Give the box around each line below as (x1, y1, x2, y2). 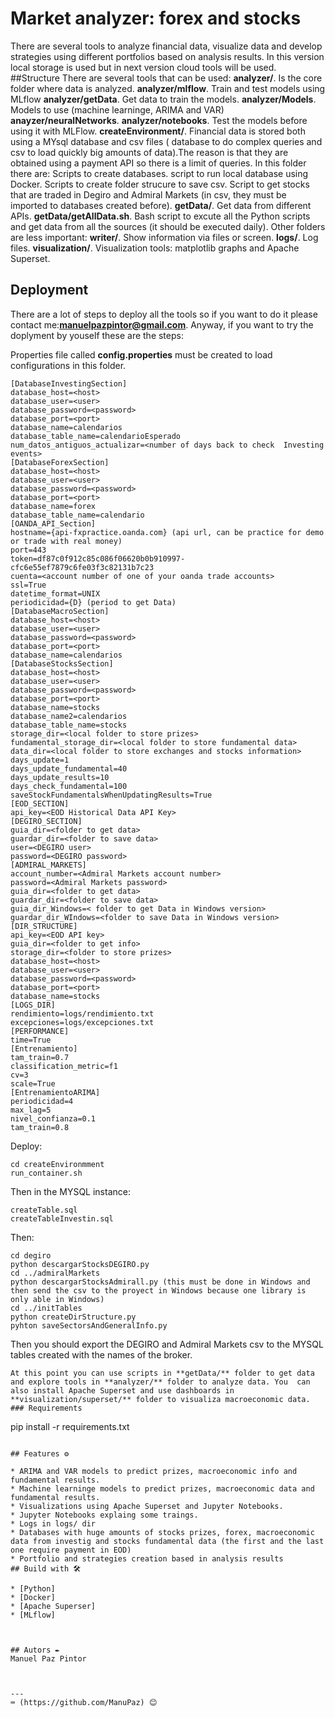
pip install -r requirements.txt (10, 1420, 130, 1432)
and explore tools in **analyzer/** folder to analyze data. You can (10, 1377, 311, 1387)
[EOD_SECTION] (10, 798, 70, 809)
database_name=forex (10, 501, 97, 511)
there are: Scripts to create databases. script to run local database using (10, 167, 309, 179)
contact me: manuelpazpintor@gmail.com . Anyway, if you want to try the (10, 318, 314, 331)
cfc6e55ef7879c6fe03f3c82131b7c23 (10, 562, 155, 572)
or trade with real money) (10, 536, 123, 546)
